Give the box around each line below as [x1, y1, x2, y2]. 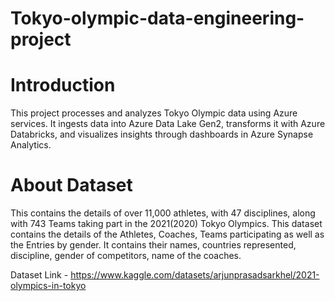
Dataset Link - [10, 269, 69, 281]
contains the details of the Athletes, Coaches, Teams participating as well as [10, 228, 325, 241]
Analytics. [10, 139, 52, 151]
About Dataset [10, 174, 133, 197]
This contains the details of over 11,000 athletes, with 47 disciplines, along [10, 207, 316, 219]
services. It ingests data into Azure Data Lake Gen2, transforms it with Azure [10, 118, 326, 130]
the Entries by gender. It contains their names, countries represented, [10, 239, 297, 251]
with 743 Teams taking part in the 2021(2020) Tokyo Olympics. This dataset [10, 218, 323, 230]
